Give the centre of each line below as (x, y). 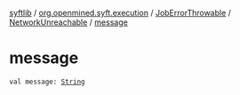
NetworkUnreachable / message (69, 22)
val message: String (48, 82)
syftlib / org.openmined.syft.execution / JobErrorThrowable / (120, 13)
